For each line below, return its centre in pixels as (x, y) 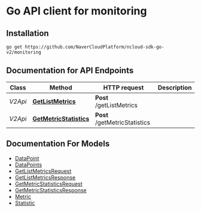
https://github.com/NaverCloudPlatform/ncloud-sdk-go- (95, 47)
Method (61, 87)
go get (14, 47)
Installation (28, 33)
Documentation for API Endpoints (70, 71)
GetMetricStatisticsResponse (51, 190)
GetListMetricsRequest (43, 171)
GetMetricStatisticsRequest (48, 184)
